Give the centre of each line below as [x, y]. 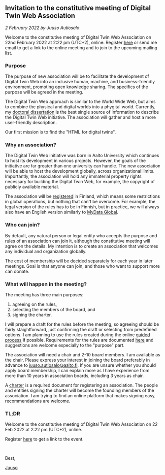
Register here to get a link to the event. [44, 439]
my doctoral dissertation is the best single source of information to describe [82, 112]
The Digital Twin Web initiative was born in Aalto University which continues [82, 156]
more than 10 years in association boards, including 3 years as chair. [75, 376]
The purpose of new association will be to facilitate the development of [77, 76]
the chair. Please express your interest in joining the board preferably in [78, 360]
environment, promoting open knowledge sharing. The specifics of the [77, 87]
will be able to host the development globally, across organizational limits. [80, 171]
